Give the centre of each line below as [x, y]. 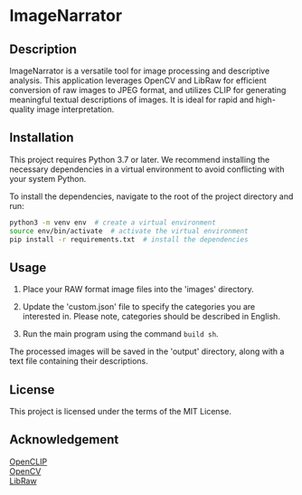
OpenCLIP [28, 462]
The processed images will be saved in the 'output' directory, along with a [147, 352]
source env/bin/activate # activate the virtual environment [129, 231]
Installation [42, 138]
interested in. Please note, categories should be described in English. [151, 317]
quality [22, 109]
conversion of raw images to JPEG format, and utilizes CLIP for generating [148, 90]
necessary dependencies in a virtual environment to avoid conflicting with [147, 169]
